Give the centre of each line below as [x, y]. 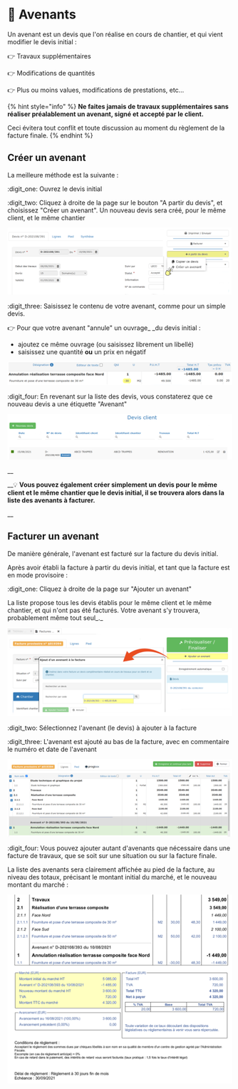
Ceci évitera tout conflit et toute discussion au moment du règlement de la [116, 128]
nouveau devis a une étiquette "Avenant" [67, 404]
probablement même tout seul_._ [55, 618]
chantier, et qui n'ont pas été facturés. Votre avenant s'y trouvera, [104, 610]
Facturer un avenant [53, 536]
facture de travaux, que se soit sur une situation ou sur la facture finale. [112, 855]
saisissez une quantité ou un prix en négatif [82, 351]
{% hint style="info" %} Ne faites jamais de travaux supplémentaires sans [118, 106]
